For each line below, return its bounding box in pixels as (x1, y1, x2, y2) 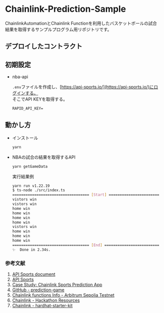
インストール (12, 135, 38, 141)
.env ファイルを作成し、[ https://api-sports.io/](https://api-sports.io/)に (12, 84, 154, 90)
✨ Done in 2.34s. (12, 247, 51, 252)
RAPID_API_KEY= (12, 106, 44, 111)
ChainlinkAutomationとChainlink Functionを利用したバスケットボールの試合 (5, 20, 157, 26)
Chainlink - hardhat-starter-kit (12, 303, 73, 308)
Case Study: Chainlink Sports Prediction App (12, 282, 103, 287)
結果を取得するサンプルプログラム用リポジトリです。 (5, 26, 112, 32)
